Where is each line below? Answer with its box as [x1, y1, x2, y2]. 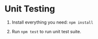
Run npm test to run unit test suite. [11, 28, 81, 34]
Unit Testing [4, 3, 55, 14]
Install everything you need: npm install [11, 19, 94, 25]
